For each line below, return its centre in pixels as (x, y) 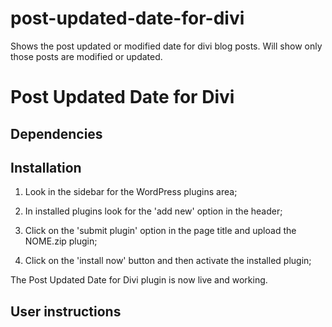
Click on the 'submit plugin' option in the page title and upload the (160, 231)
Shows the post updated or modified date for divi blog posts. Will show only (166, 46)
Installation (46, 167)
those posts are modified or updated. (86, 56)
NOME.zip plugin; (61, 241)
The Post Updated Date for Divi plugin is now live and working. (139, 280)
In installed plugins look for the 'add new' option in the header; (153, 211)
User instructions (66, 311)
